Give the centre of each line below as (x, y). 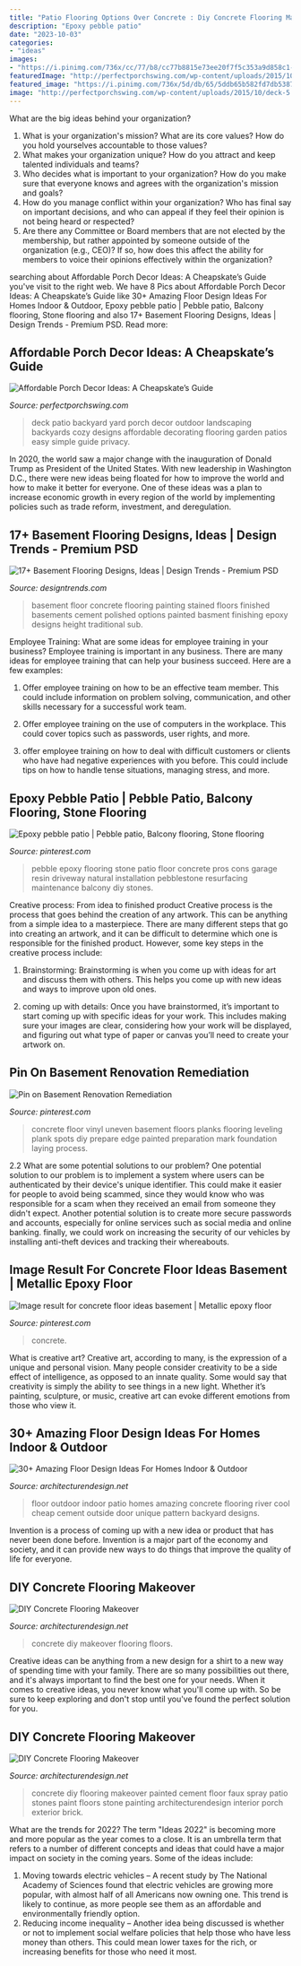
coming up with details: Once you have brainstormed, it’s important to (150, 1006)
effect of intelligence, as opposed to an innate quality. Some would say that (148, 1376)
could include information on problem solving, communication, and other (156, 697)
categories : (31, 43)
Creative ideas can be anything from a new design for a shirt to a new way (146, 1661)
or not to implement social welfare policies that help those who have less (156, 1932)
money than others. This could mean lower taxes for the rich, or (140, 1942)
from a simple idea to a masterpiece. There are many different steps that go (149, 923)
